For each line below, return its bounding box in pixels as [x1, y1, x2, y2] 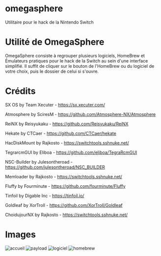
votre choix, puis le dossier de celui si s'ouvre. [5, 68, 99, 74]
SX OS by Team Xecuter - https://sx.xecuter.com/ [5, 102, 106, 108]
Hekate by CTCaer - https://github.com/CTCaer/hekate [5, 130, 116, 136]
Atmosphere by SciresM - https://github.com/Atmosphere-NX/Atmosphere [5, 111, 156, 117]
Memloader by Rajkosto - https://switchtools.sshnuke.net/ [5, 173, 123, 179]
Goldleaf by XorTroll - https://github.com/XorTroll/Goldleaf [5, 202, 123, 208]
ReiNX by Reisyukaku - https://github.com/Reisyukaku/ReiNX [5, 121, 129, 127]
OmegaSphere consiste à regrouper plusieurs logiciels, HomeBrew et [5, 53, 145, 58]
